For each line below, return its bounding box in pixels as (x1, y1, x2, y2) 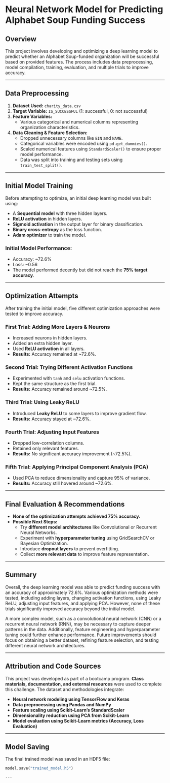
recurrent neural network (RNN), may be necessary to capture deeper (5, 621, 151, 627)
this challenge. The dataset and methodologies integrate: (5, 686, 124, 692)
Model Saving (5, 743, 50, 751)
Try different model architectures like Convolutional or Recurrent (20, 524, 157, 530)
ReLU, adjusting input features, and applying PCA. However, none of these (5, 600, 160, 606)
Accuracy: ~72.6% (12, 256, 52, 262)
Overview (5, 35, 37, 43)
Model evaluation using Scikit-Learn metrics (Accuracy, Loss (12, 717, 144, 724)
